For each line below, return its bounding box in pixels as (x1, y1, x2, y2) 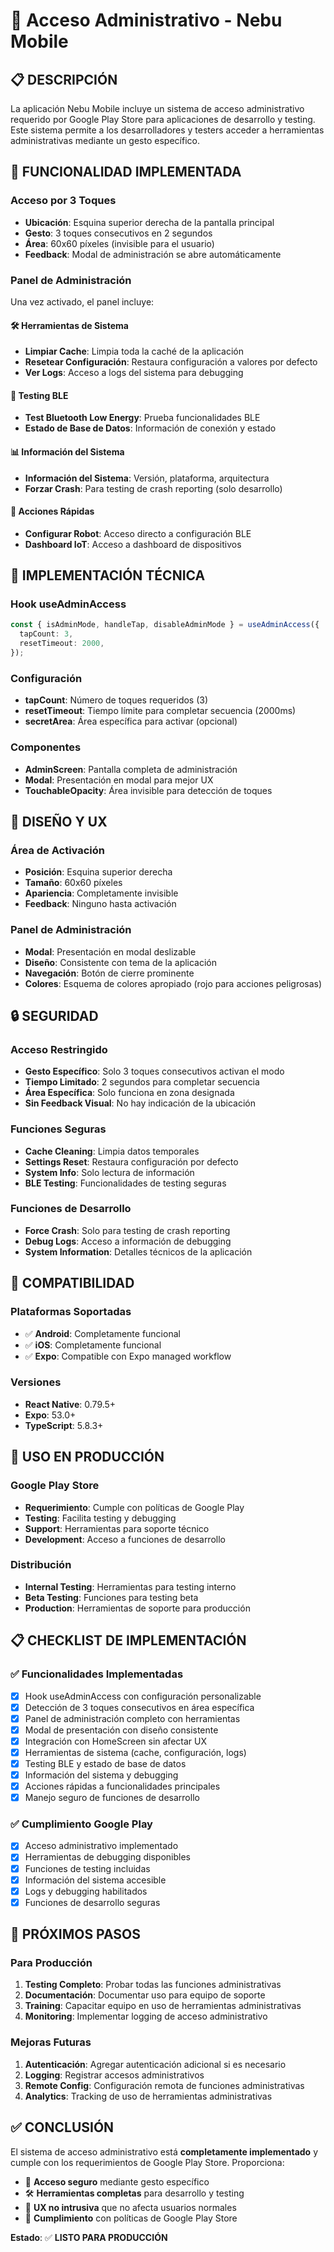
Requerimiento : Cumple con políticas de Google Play (24, 1501, 245, 1513)
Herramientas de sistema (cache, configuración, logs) (24, 1746, 247, 1758)
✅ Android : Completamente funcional (24, 1327, 181, 1339)
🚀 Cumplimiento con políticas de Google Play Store (24, 2212, 238, 2224)
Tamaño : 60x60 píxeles (24, 877, 123, 889)
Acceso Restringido (10, 1042, 108, 1056)
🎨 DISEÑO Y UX (10, 813, 108, 830)
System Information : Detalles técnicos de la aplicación (24, 1245, 253, 1258)
